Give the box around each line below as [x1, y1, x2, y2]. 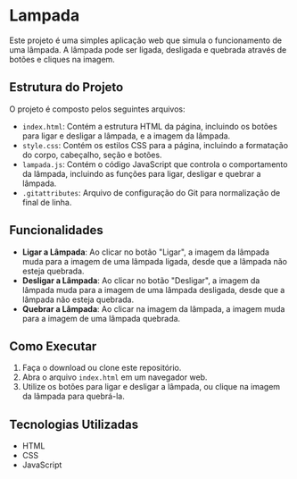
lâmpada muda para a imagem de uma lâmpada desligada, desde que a [21, 284, 285, 295]
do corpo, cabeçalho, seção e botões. [21, 149, 162, 160]
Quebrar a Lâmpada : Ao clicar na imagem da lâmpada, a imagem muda [21, 303, 285, 314]
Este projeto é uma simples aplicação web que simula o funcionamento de [9, 35, 283, 46]
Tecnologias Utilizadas [9, 416, 139, 432]
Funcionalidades [9, 223, 104, 238]
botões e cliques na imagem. [9, 54, 116, 64]
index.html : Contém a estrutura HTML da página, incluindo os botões [21, 121, 278, 131]
